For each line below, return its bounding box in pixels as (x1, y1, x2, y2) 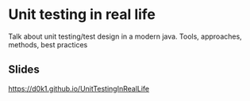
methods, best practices (8, 39, 88, 49)
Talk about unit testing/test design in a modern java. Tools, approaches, (8, 32, 242, 41)
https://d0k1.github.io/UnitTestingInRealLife (8, 84, 150, 93)
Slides (8, 63, 40, 77)
